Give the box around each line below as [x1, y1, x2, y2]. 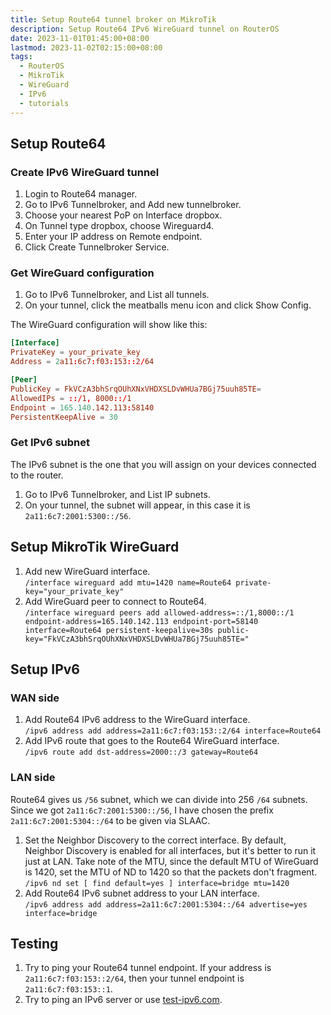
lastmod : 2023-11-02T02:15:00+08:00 [10, 42, 163, 53]
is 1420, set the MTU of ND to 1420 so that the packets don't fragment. [24, 866, 318, 878]
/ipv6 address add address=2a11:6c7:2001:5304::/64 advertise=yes [24, 899, 308, 910]
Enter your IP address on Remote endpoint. [24, 231, 203, 243]
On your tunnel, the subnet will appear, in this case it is [24, 499, 251, 511]
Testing [10, 935, 59, 952]
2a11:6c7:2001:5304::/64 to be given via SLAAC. [10, 814, 211, 826]
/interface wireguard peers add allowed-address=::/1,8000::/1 [24, 607, 295, 618]
